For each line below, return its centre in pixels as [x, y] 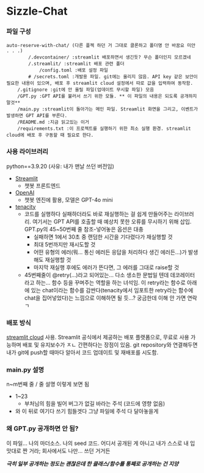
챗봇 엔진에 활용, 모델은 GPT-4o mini [68, 200]
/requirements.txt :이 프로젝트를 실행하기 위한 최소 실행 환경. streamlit [104, 129]
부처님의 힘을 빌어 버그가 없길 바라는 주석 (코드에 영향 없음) [95, 403]
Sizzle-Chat [37, 11]
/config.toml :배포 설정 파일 [74, 70]
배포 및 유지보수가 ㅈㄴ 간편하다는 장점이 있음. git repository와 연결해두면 [110, 345]
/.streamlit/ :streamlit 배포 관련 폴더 [77, 64]
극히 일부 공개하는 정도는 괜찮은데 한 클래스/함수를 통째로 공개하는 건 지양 [93, 464]
